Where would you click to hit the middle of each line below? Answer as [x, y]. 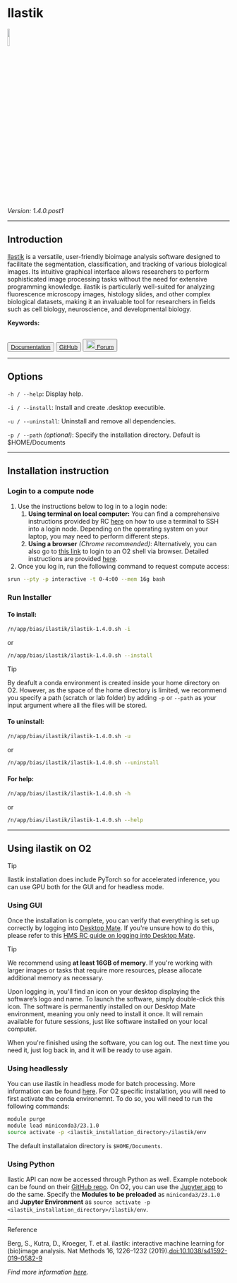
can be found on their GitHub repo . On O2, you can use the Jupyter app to [115, 1187]
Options [25, 377]
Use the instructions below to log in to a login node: [92, 507]
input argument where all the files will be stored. [77, 705]
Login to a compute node [51, 490]
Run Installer [29, 598]
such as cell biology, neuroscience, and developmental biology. [99, 309]
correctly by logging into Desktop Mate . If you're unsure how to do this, [111, 928]
